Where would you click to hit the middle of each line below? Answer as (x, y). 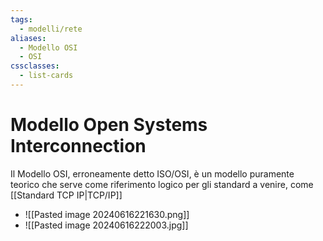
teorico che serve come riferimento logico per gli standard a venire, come (162, 184)
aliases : (28, 38)
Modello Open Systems (109, 125)
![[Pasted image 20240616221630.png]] (107, 214)
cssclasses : (35, 66)
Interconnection (78, 146)
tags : (21, 19)
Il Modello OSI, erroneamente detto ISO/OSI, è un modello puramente (152, 173)
